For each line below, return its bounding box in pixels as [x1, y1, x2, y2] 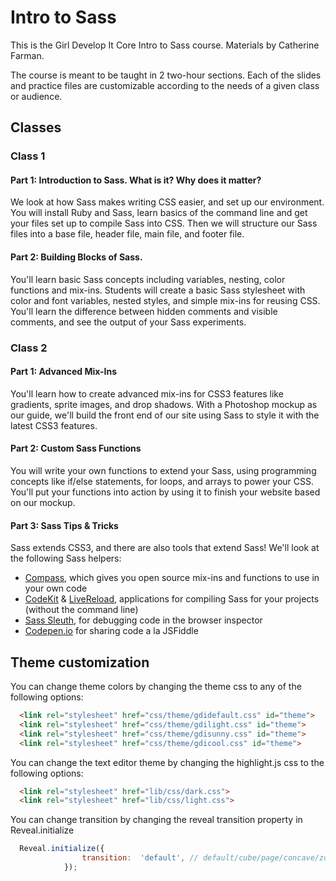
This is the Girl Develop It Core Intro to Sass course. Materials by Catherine [10, 39, 320, 51]
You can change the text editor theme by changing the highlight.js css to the [10, 756, 325, 768]
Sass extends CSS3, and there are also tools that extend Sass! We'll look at [10, 542, 320, 554]
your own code [24, 582, 88, 595]
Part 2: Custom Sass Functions [10, 442, 142, 455]
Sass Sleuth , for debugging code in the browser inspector [24, 614, 263, 626]
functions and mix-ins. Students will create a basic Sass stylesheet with [10, 284, 306, 296]
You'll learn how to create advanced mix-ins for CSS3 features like [10, 387, 284, 400]
